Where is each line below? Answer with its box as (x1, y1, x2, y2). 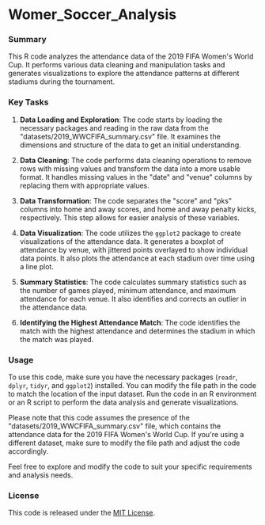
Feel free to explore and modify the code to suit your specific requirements (8, 462, 252, 472)
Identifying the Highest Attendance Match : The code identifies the (19, 318, 240, 327)
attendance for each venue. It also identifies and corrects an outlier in (19, 294, 247, 303)
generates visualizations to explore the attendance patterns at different (8, 69, 240, 78)
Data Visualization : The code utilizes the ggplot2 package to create (19, 228, 241, 238)
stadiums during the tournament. (8, 77, 115, 86)
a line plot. (19, 261, 54, 271)
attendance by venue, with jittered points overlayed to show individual (19, 245, 248, 254)
